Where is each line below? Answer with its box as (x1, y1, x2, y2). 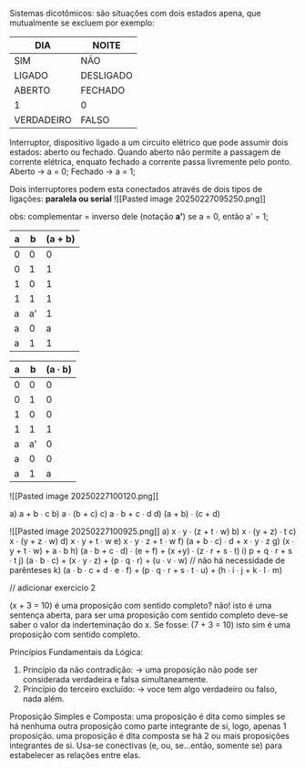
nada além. (22, 693, 66, 704)
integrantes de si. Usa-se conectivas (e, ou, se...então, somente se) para (9, 740, 282, 751)
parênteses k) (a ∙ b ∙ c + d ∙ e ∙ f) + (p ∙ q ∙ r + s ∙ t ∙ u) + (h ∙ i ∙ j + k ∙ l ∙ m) (9, 565, 283, 575)
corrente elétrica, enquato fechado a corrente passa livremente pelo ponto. (9, 157, 292, 167)
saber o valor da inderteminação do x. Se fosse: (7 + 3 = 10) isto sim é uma (9, 620, 291, 630)
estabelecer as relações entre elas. (9, 750, 141, 760)
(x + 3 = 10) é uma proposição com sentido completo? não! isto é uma (9, 600, 272, 610)
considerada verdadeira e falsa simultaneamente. (22, 674, 208, 684)
